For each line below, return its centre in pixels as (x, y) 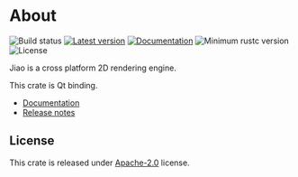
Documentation (51, 102)
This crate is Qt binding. (54, 85)
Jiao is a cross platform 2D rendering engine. (93, 68)
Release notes (49, 112)
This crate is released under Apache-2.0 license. (100, 163)
